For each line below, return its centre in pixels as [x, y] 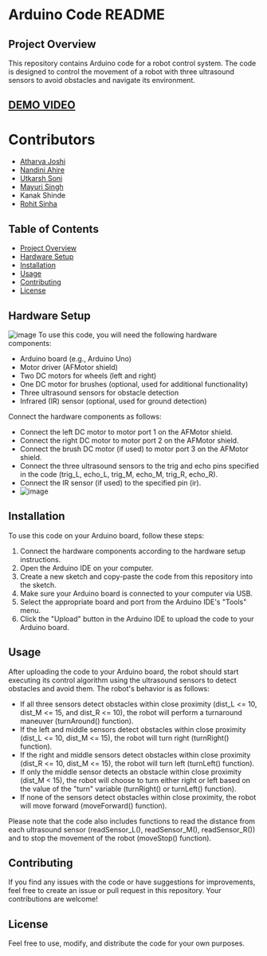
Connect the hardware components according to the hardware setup [132, 551]
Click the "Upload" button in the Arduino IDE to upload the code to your [137, 619]
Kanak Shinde [43, 195]
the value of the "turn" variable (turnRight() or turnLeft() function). [128, 789]
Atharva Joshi [43, 162]
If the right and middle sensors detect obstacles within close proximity [135, 754]
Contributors [52, 139]
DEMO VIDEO [42, 105]
